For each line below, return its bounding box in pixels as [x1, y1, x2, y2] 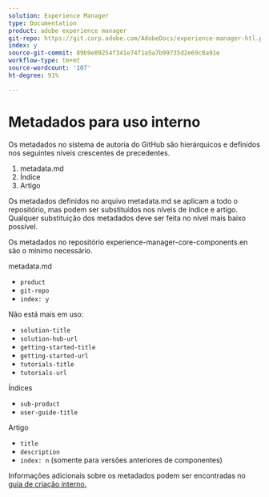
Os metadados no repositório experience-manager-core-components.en [8, 237, 248, 247]
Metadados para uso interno [8, 113, 201, 131]
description [19, 448, 60, 456]
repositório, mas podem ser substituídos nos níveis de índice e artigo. [8, 204, 239, 214]
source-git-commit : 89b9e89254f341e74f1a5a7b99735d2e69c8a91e [8, 49, 220, 57]
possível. [8, 221, 38, 231]
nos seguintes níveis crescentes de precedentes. [8, 147, 171, 157]
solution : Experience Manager [8, 11, 110, 20]
